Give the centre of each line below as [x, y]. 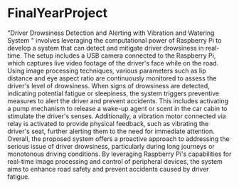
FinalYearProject [58, 13]
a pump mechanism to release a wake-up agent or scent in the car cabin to [117, 108]
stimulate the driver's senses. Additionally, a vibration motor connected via [117, 116]
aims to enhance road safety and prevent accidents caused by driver [108, 169]
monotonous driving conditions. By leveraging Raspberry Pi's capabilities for [119, 154]
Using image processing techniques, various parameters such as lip [107, 70]
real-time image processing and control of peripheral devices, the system [115, 161]
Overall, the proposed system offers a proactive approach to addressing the [118, 139]
